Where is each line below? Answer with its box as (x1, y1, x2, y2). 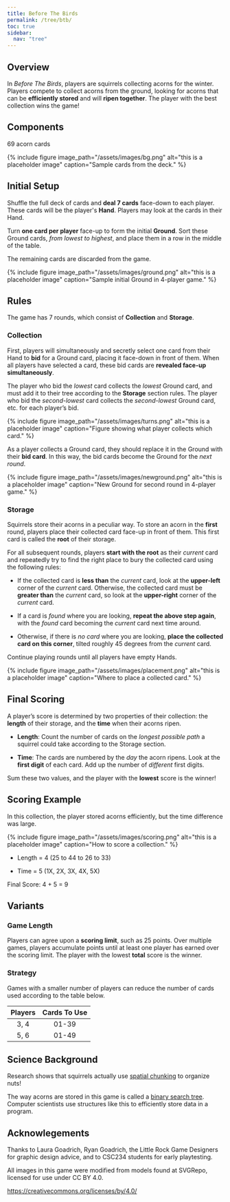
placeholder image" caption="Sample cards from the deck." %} (7, 160, 187, 169)
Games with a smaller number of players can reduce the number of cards (7, 984, 214, 992)
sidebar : (7, 29, 32, 37)
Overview (7, 61, 50, 73)
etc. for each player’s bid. (7, 404, 79, 412)
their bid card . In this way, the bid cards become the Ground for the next (7, 452, 212, 460)
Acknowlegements (7, 1127, 90, 1139)
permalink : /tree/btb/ (7, 17, 72, 23)
